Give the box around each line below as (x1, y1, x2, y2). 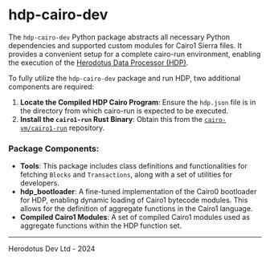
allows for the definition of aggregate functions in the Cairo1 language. (19, 204, 253, 213)
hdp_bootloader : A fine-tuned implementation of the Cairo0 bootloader (19, 187, 257, 197)
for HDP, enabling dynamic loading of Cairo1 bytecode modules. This (19, 195, 248, 205)
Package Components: (8, 143, 100, 154)
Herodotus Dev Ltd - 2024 (8, 244, 96, 254)
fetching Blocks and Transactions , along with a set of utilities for (19, 170, 233, 180)
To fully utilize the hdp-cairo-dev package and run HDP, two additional (8, 73, 241, 83)
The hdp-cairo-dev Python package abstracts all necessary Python (8, 32, 231, 42)
